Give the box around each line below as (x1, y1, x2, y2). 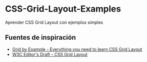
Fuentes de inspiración (5, 33, 76, 42)
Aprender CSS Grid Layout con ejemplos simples (5, 19, 104, 25)
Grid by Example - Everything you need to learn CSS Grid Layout (12, 46, 143, 52)
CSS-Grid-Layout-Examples (5, 3, 121, 15)
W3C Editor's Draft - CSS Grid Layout (12, 51, 88, 57)
